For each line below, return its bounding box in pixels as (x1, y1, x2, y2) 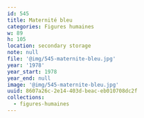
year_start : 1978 (7, 68, 57, 75)
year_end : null (7, 74, 51, 82)
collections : (7, 94, 45, 101)
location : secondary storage (7, 42, 91, 49)
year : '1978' (7, 62, 45, 69)
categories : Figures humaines (7, 23, 95, 30)
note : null (7, 49, 39, 56)
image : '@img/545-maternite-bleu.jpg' (7, 81, 119, 88)
